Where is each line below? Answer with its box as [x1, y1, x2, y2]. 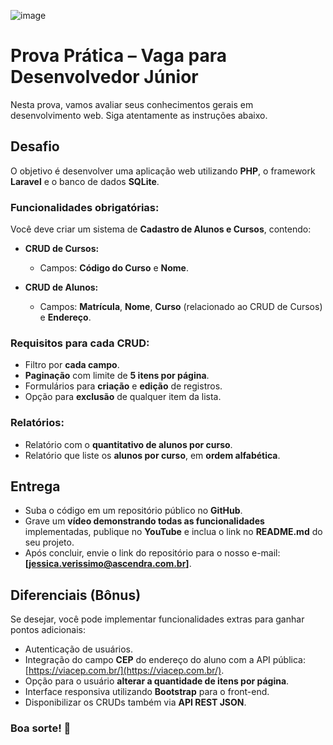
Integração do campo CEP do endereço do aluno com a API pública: [24, 654, 307, 666]
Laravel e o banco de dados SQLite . [10, 175, 160, 187]
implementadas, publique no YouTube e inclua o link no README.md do [24, 526, 323, 538]
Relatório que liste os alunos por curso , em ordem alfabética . [24, 449, 281, 461]
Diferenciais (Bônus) [10, 586, 142, 604]
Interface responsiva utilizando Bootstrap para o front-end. [24, 686, 270, 698]
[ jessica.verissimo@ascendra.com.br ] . [24, 558, 192, 570]
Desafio [10, 138, 60, 155]
